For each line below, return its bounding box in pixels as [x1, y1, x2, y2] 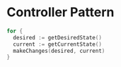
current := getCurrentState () [13, 40, 102, 48]
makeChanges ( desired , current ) [13, 47, 105, 54]
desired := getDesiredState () [13, 34, 102, 41]
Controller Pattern [6, 4, 115, 20]
